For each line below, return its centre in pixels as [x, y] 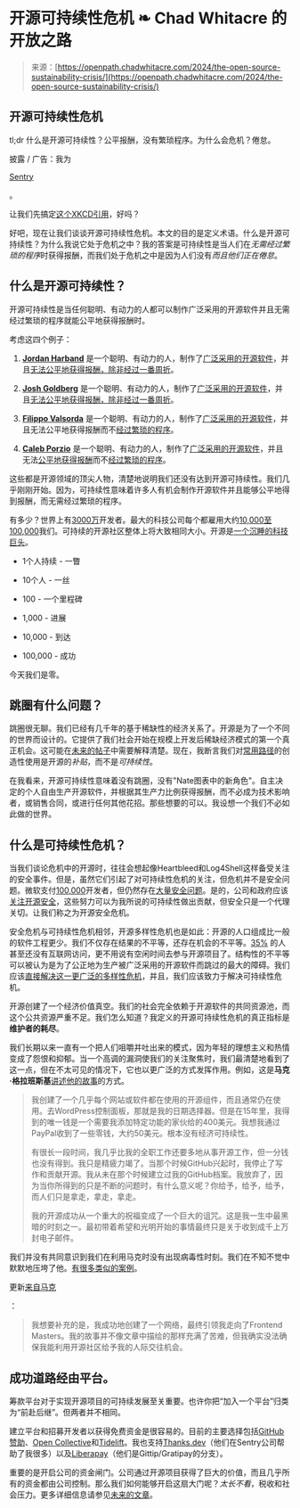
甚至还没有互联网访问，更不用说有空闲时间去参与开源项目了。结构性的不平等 [150, 954]
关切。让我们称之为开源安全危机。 [72, 913]
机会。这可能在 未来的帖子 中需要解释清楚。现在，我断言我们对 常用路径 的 [149, 750]
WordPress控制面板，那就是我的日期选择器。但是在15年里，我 [168, 1111]
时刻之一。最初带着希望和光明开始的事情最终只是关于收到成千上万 [168, 1227]
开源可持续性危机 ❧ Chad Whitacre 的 [148, 18]
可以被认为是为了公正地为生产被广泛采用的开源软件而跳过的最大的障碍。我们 [150, 965]
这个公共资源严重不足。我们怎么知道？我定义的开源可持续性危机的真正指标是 [150, 1018]
